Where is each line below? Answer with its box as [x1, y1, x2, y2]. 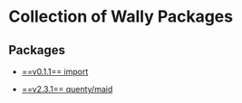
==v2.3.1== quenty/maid [21, 84, 113, 94]
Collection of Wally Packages [8, 6, 233, 27]
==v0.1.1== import [21, 66, 89, 77]
